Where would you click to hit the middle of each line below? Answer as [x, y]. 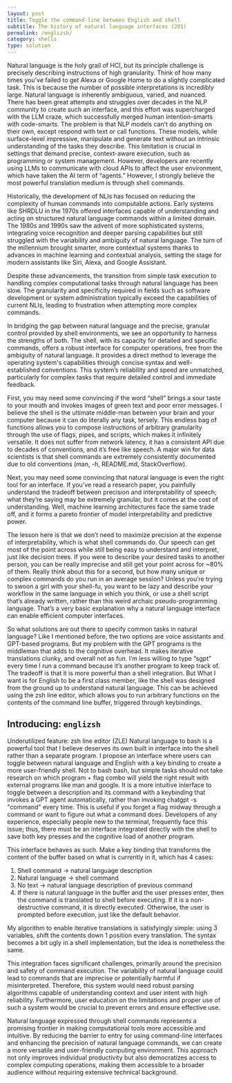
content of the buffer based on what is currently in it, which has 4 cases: [110, 857]
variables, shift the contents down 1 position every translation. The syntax [112, 935]
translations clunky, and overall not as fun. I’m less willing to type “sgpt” [109, 658]
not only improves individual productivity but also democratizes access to [112, 1057]
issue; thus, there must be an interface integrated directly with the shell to [112, 829]
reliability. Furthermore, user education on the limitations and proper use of [114, 1000]
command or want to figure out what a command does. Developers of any [112, 814]
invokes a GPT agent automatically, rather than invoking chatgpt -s [102, 800]
